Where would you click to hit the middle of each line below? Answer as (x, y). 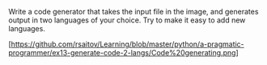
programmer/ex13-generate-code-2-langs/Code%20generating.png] (123, 53)
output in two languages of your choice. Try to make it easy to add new (127, 20)
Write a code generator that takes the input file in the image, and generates (133, 12)
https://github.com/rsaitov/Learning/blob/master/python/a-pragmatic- (127, 44)
